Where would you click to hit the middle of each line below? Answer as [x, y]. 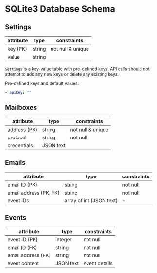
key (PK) [17, 49]
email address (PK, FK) [34, 193]
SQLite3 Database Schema [60, 9]
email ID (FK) [22, 248]
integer [63, 240]
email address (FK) [29, 255]
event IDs [18, 200]
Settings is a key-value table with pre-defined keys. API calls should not [77, 69]
